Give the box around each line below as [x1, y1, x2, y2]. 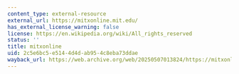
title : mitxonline [7, 43, 62, 50]
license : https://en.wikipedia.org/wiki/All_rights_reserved [7, 30, 193, 37]
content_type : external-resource [7, 10, 107, 18]
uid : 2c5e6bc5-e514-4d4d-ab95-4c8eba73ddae [7, 50, 139, 57]
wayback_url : [7, 56, 46, 63]
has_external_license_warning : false [7, 23, 119, 30]
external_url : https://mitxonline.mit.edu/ [7, 17, 139, 24]
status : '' [7, 37, 40, 44]
